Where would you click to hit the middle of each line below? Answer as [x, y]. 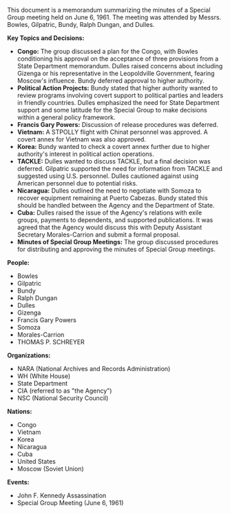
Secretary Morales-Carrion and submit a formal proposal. [98, 235]
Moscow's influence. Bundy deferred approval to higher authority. [111, 81]
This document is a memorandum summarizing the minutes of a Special [109, 10]
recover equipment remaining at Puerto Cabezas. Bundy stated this [112, 198]
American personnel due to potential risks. [77, 183]
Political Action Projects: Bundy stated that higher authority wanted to [117, 88]
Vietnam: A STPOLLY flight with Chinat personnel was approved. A [112, 132]
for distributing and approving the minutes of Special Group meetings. [116, 249]
